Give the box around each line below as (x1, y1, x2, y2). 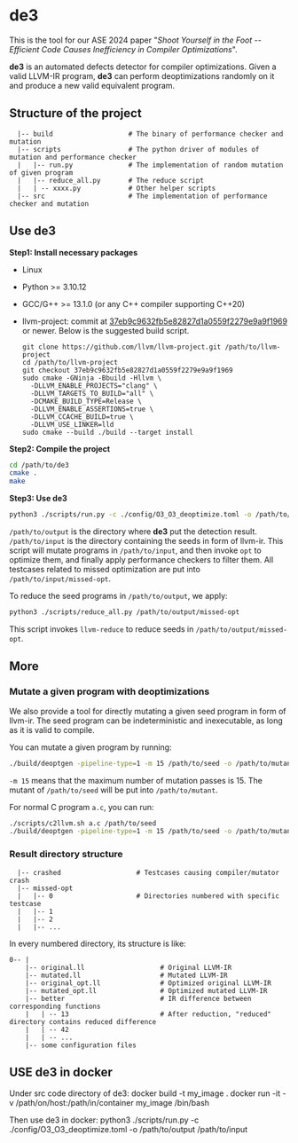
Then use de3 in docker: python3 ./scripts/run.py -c (9, 1115, 200, 1125)
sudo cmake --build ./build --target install (21, 428, 193, 437)
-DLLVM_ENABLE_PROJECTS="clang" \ (30, 381, 158, 390)
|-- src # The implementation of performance (17, 192, 268, 201)
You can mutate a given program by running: (9, 742, 172, 753)
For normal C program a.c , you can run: (9, 801, 154, 812)
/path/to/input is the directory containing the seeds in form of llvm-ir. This (9, 536, 284, 547)
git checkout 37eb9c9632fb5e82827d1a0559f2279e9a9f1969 (21, 366, 233, 374)
